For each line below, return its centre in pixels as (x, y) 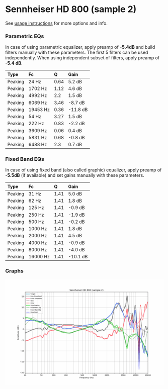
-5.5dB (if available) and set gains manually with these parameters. (75, 175)
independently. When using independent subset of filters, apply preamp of (82, 58)
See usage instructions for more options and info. (57, 23)
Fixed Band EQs (25, 159)
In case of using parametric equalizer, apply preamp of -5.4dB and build (80, 47)
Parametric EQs (25, 36)
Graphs (14, 271)
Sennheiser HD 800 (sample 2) (71, 9)
